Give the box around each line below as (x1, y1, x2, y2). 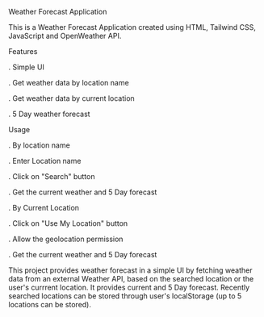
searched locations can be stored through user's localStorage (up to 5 (8, 291, 242, 301)
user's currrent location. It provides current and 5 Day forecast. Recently (8, 282, 250, 292)
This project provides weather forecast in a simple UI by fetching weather (8, 265, 253, 275)
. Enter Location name (8, 156, 82, 165)
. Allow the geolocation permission (8, 234, 124, 244)
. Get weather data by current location (8, 94, 135, 103)
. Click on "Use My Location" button (8, 219, 128, 228)
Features (8, 47, 38, 56)
